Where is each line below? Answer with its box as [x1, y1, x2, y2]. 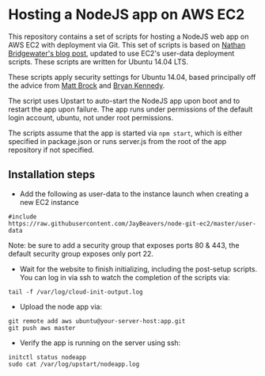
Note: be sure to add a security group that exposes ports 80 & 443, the [8, 240, 240, 250]
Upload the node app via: [19, 302, 103, 311]
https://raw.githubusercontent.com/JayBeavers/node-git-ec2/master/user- [8, 219, 257, 227]
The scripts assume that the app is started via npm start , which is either [8, 128, 243, 138]
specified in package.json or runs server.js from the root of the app [8, 136, 227, 146]
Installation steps [8, 168, 96, 181]
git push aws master [8, 324, 77, 332]
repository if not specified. [8, 145, 95, 154]
